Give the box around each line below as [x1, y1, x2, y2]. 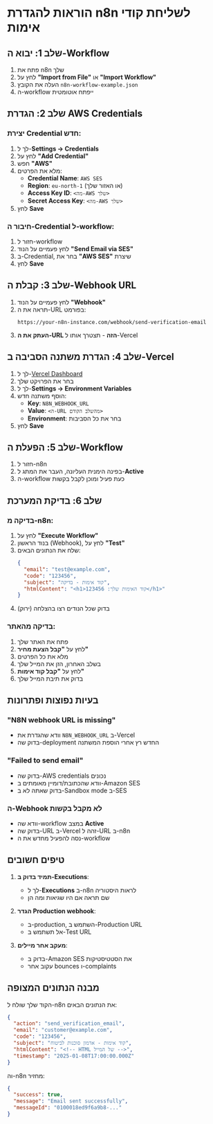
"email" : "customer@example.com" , [13, 1027, 113, 1034]
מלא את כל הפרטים [17, 652, 69, 661]
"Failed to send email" [7, 756, 84, 765]
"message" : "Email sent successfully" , [13, 1098, 129, 1105]
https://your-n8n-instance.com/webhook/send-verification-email [17, 318, 207, 325]
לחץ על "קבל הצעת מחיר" [17, 645, 89, 653]
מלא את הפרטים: [17, 167, 62, 175]
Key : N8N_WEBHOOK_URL [27, 399, 89, 407]
